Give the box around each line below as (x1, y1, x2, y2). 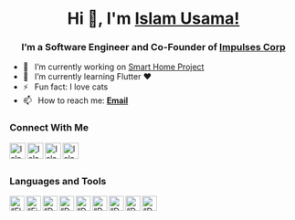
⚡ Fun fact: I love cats (22, 81, 109, 92)
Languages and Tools (9, 174, 107, 187)
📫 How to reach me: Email (22, 95, 129, 106)
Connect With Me (9, 121, 90, 134)
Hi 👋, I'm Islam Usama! (67, 8, 240, 29)
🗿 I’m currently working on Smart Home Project (22, 61, 205, 72)
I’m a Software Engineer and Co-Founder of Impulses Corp (21, 41, 286, 54)
